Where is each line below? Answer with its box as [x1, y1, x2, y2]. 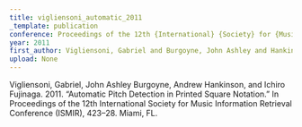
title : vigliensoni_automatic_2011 [9, 13, 143, 22]
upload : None [9, 55, 58, 63]
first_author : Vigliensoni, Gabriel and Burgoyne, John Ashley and [9, 47, 268, 55]
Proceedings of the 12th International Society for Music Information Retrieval [9, 98, 292, 108]
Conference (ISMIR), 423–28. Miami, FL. [9, 108, 158, 118]
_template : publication [9, 21, 99, 30]
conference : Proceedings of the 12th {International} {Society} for [9, 30, 271, 38]
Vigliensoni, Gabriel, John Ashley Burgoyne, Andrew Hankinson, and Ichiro [9, 80, 286, 89]
